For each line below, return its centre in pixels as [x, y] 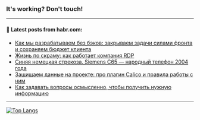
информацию [32, 93]
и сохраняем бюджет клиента [53, 49]
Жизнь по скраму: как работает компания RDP [74, 55]
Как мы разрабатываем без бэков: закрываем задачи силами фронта [104, 43]
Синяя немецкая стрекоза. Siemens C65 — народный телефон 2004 [101, 62]
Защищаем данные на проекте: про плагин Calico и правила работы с [104, 74]
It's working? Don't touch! [45, 9]
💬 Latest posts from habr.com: [44, 29]
